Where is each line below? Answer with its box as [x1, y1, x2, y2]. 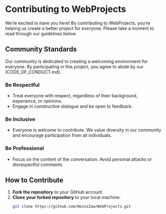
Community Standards [5, 45, 77, 53]
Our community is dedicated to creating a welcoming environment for [5, 58, 148, 64]
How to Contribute [5, 176, 64, 185]
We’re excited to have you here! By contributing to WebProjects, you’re [5, 20, 151, 26]
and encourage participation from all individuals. [12, 132, 112, 138]
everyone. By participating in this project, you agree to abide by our [5, 63, 144, 69]
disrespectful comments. [12, 161, 64, 168]
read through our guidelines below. [5, 30, 77, 36]
